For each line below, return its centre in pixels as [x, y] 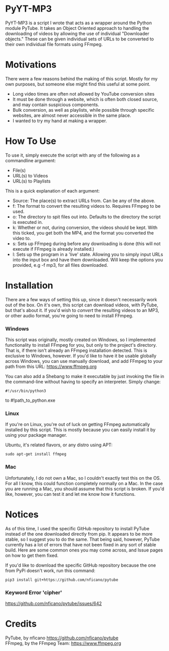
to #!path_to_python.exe [30, 400]
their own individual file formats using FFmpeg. [54, 44]
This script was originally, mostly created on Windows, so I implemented [80, 340]
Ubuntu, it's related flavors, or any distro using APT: [59, 445]
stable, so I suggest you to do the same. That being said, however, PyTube [82, 539]
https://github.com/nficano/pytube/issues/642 [53, 603]
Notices [22, 514]
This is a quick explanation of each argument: [52, 191]
